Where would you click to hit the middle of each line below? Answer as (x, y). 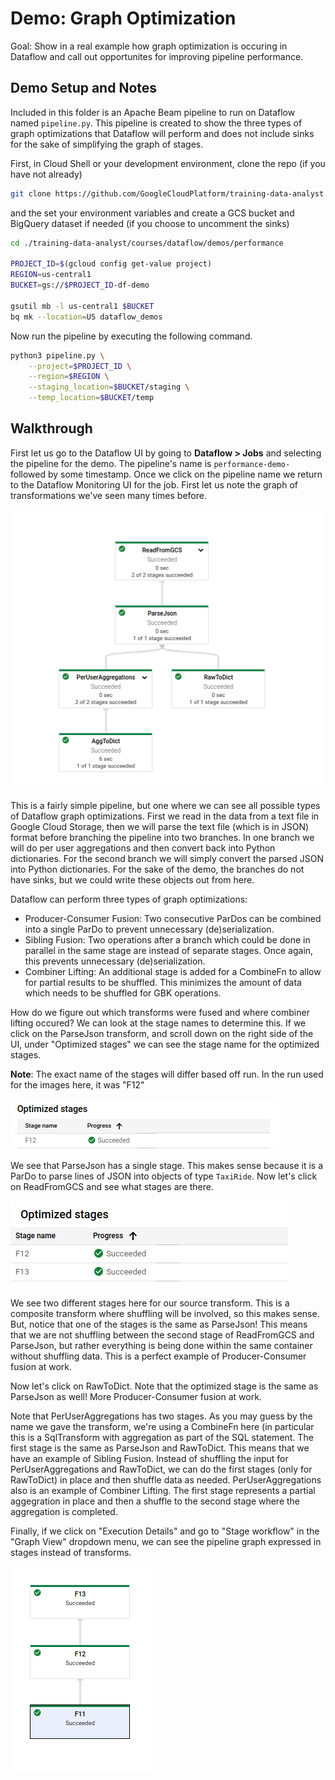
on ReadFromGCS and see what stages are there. (112, 1187)
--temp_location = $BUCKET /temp (91, 398)
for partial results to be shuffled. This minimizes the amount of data (163, 983)
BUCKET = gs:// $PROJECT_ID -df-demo (80, 285)
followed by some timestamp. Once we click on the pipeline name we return (166, 474)
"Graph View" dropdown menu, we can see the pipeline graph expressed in (166, 1542)
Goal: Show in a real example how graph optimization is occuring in (149, 46)
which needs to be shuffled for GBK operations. (123, 993)
